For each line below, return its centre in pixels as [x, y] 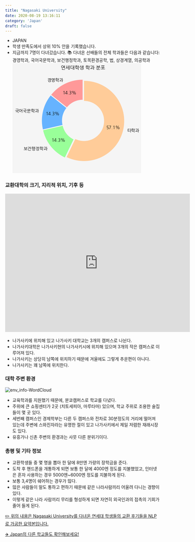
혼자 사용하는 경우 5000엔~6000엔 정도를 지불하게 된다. [72, 475]
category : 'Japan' [24, 21]
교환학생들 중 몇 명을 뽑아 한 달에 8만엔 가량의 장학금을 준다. [70, 463]
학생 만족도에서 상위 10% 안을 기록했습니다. [54, 46]
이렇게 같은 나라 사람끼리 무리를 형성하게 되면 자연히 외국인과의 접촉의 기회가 [86, 500]
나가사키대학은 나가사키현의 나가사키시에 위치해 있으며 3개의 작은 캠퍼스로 [83, 346]
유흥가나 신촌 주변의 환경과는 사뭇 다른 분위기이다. [60, 437]
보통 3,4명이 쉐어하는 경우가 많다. [45, 481]
